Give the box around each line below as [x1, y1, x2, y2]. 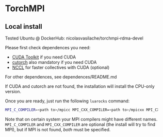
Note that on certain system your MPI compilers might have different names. [5, 116, 158, 122]
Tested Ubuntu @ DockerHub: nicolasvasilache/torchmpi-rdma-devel [5, 35, 144, 41]
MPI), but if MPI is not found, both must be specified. [5, 126, 111, 132]
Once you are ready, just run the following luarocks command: [5, 98, 130, 104]
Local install [5, 22, 43, 31]
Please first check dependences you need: [5, 45, 91, 50]
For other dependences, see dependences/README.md [5, 74, 117, 79]
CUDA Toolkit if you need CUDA [12, 54, 76, 60]
